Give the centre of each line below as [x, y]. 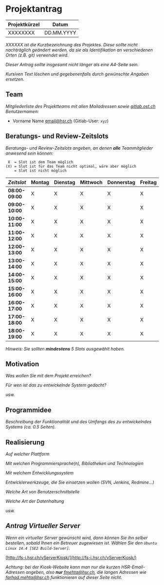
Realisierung [25, 442]
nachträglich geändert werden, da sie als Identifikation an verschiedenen [79, 50]
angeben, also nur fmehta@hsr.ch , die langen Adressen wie [86, 572]
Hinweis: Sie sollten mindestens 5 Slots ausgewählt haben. [65, 349]
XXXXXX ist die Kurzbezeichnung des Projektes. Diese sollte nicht [72, 44]
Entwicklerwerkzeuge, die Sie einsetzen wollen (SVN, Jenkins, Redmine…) [80, 482]
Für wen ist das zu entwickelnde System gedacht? [56, 385]
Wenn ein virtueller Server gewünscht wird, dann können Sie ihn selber [77, 538]
